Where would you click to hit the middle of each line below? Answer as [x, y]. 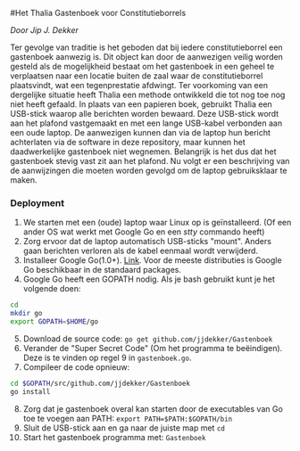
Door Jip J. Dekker [45, 30]
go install [30, 391]
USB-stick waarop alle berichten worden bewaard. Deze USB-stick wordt [145, 114]
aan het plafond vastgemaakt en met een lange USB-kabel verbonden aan [146, 123]
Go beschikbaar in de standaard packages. [102, 270]
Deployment [37, 202]
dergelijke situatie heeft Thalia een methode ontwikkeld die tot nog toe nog [148, 94]
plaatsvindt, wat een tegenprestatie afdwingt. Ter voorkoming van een [139, 85]
